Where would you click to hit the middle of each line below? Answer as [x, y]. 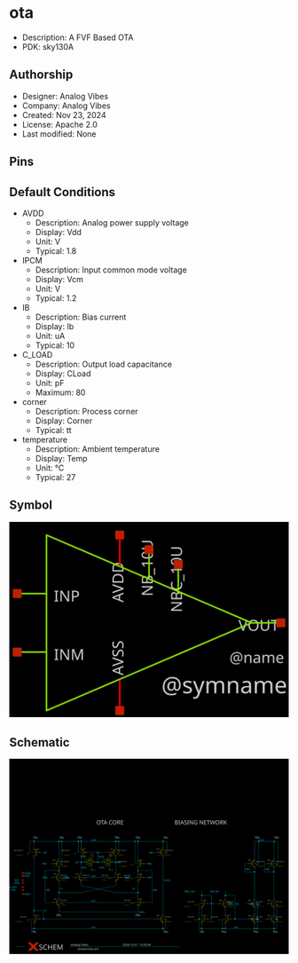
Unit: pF [50, 383]
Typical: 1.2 [56, 298]
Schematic [39, 742]
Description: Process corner [87, 411]
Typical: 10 [55, 345]
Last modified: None [59, 134]
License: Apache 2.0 [59, 124]
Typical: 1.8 [56, 250]
